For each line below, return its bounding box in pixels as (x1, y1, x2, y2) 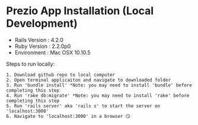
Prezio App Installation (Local (6, 4, 154, 18)
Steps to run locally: (6, 60, 55, 68)
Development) (6, 17, 78, 30)
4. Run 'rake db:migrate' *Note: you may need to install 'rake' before (6, 92, 190, 98)
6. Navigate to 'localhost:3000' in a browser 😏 (6, 113, 130, 119)
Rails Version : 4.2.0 (14, 36, 64, 43)
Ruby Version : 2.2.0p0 (14, 43, 71, 50)
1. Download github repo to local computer (6, 72, 116, 78)
